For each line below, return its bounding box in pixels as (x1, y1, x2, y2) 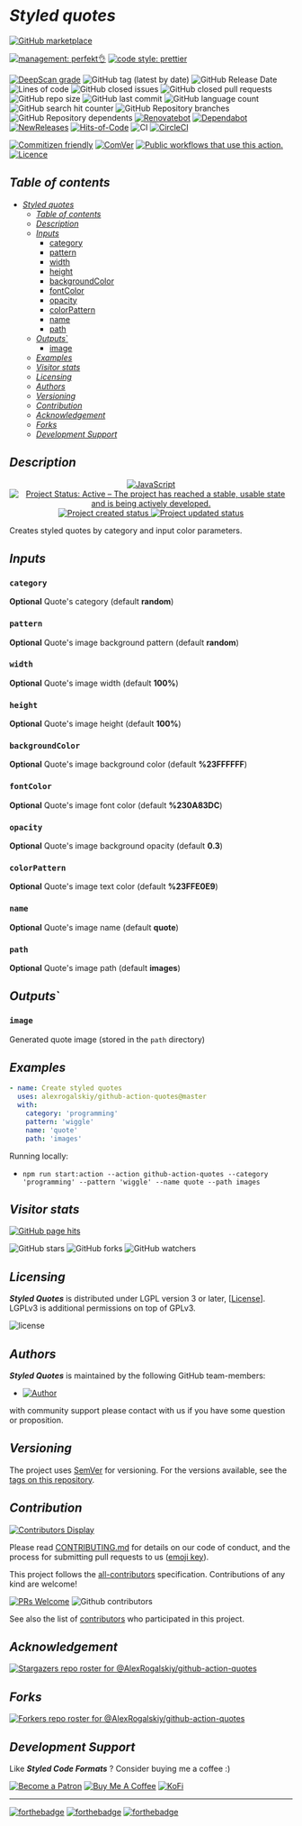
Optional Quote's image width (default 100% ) (9, 677, 179, 688)
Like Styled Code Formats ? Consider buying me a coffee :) (9, 1763, 231, 1775)
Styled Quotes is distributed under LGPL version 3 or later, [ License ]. (9, 1294, 266, 1304)
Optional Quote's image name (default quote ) (9, 922, 180, 932)
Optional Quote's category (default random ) (9, 596, 174, 607)
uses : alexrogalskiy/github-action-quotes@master (17, 1092, 207, 1102)
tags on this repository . (9, 1474, 95, 1485)
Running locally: (9, 1150, 69, 1161)
